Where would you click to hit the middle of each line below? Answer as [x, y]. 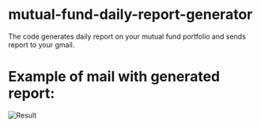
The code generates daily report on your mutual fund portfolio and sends [127, 36]
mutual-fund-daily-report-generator [130, 15]
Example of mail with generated [114, 77]
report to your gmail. [42, 44]
